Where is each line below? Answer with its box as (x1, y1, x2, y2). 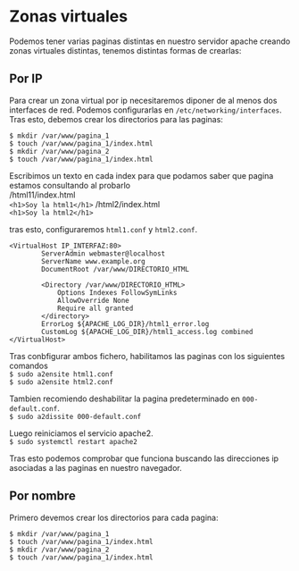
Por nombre (9, 489, 76, 504)
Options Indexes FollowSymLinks (56, 288, 178, 297)
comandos (9, 360, 49, 371)
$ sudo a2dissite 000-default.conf (9, 412, 142, 421)
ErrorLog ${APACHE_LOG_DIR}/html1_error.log (41, 319, 210, 328)
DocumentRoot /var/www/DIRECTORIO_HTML (41, 265, 190, 273)
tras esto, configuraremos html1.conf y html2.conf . (9, 223, 198, 234)
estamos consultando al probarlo (9, 180, 131, 190)
